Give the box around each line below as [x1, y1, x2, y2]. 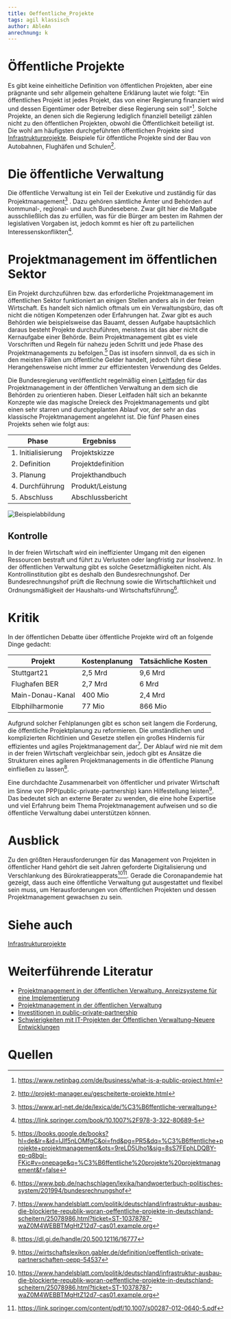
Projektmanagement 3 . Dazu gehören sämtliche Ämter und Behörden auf [8, 196, 213, 206]
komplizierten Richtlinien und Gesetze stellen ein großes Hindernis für [8, 733, 205, 742]
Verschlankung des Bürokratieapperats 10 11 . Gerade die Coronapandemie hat [8, 870, 223, 880]
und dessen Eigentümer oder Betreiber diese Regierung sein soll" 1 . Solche [8, 104, 218, 113]
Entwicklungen [17, 1023, 60, 1031]
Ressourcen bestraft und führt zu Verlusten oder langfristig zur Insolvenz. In [8, 555, 223, 564]
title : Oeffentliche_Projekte [8, 10, 95, 17]
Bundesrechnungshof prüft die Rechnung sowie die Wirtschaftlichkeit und [8, 577, 217, 586]
